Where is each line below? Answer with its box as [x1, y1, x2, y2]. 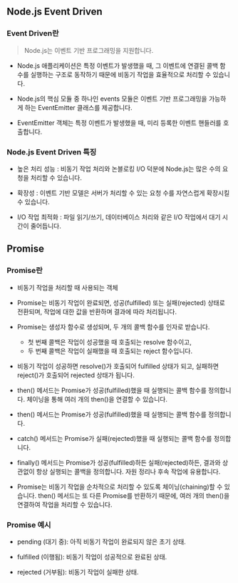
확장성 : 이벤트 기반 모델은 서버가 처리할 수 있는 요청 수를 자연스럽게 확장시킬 [16, 189, 230, 197]
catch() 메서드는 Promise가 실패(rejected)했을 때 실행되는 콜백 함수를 [16, 434, 212, 442]
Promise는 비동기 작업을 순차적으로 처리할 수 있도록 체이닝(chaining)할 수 [16, 482, 223, 491]
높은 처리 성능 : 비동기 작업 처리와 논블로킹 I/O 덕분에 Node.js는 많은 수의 [16, 164, 221, 173]
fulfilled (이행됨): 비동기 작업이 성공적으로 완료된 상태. [16, 552, 167, 561]
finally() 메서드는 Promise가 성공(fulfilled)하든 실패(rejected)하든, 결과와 [16, 458, 222, 467]
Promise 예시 [6, 519, 51, 529]
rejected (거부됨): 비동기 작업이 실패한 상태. [16, 567, 140, 576]
